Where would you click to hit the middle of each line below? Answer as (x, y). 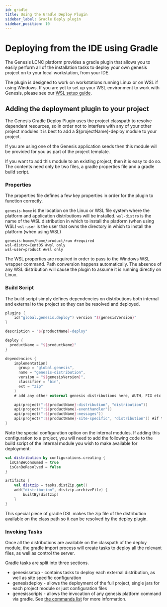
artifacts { (17, 481)
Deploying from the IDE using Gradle (82, 48)
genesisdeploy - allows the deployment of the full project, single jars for (86, 583)
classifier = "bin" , (40, 382)
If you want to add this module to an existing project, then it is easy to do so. (83, 161)
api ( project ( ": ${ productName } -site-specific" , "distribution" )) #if (86, 419)
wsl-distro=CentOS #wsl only (35, 245)
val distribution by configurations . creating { (55, 458)
